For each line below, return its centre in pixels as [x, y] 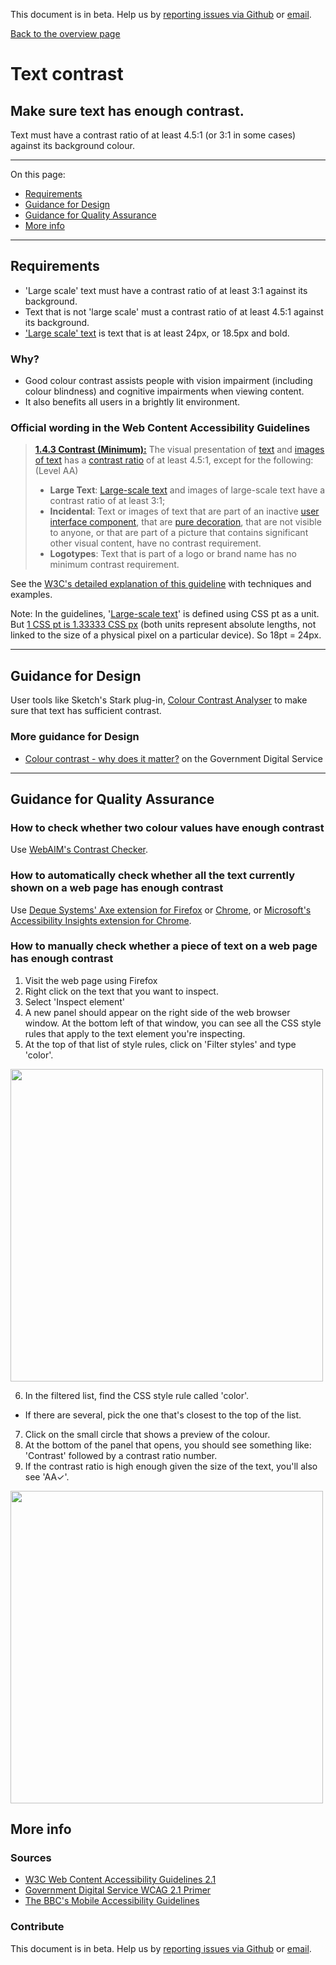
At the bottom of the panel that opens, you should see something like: [168, 1445]
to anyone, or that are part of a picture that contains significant [179, 533]
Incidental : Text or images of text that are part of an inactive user [184, 511]
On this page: [38, 174]
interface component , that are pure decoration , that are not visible [185, 522]
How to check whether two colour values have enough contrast [167, 827]
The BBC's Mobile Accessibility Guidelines [112, 1901]
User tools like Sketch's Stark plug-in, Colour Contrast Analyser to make [159, 700]
